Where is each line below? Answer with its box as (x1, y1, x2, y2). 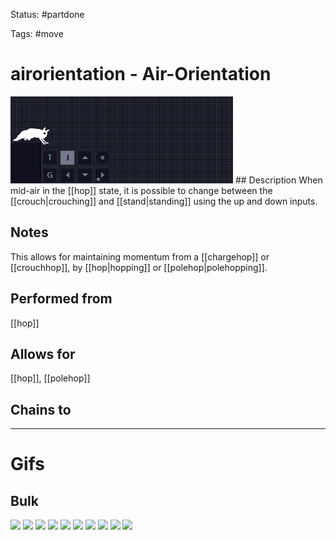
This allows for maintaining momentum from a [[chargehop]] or (10, 250, 270, 263)
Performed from (10, 290, 113, 308)
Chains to (10, 401, 72, 418)
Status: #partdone (10, 9, 85, 20)
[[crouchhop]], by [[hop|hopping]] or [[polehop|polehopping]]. (10, 261, 268, 273)
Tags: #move (10, 28, 64, 39)
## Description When (234, 174, 323, 186)
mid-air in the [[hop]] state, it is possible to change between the (10, 184, 273, 196)
